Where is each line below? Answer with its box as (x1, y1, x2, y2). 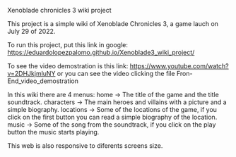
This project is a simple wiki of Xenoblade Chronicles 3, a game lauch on (7, 20, 219, 27)
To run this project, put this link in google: (7, 41, 129, 49)
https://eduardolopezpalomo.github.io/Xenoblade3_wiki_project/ (7, 49, 195, 56)
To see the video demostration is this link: (7, 62, 129, 70)
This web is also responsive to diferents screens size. (7, 142, 163, 150)
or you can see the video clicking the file (57, 70, 175, 77)
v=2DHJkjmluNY (7, 70, 56, 77)
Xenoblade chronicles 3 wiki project (7, 6, 112, 14)
